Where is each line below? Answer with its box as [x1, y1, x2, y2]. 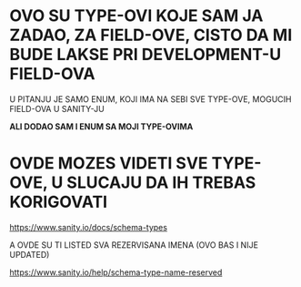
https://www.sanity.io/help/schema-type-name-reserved [9, 266, 223, 278]
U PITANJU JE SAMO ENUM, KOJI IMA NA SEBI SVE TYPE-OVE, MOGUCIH [9, 93, 292, 105]
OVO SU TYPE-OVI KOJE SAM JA [9, 5, 264, 26]
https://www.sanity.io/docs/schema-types [9, 221, 168, 232]
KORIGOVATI [9, 192, 107, 212]
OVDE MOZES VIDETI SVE [9, 153, 208, 174]
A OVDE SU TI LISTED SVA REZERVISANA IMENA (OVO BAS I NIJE [9, 239, 259, 251]
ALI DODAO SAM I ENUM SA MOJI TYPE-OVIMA [9, 120, 194, 132]
